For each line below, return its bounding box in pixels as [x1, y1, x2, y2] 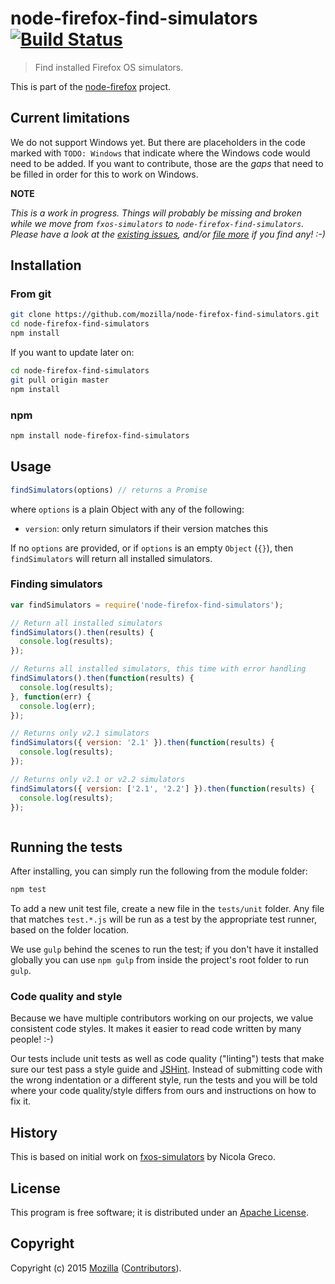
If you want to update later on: [10, 347, 135, 359]
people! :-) [10, 1033, 54, 1046]
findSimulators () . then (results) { [10, 627, 155, 637]
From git [10, 287, 52, 301]
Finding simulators [10, 577, 103, 591]
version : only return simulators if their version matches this [24, 522, 269, 534]
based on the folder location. [10, 924, 130, 936]
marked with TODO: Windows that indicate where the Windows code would [10, 147, 311, 159]
